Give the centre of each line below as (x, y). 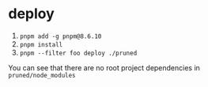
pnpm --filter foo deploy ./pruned (78, 53)
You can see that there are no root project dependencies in (104, 67)
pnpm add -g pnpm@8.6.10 (61, 36)
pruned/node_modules (42, 75)
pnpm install (41, 44)
